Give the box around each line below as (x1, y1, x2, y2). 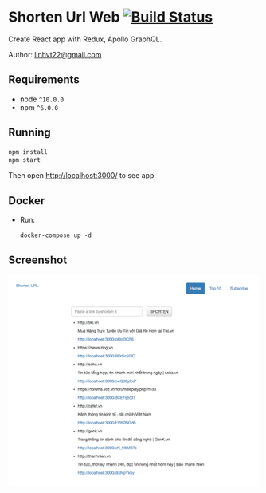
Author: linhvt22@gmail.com (8, 49, 102, 59)
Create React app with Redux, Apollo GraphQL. (8, 34, 162, 44)
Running (8, 126, 52, 140)
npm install (8, 148, 48, 156)
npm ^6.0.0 (19, 102, 58, 112)
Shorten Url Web (8, 8, 121, 26)
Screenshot (8, 253, 68, 266)
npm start (8, 156, 41, 164)
